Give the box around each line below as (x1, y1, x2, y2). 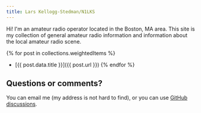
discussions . (6, 100, 37, 108)
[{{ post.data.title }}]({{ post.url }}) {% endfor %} (14, 61, 135, 68)
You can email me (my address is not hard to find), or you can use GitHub (6, 94, 188, 102)
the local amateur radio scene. (6, 38, 82, 45)
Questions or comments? (6, 78, 103, 88)
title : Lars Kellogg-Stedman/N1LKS (6, 8, 95, 15)
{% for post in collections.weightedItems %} (6, 49, 116, 57)
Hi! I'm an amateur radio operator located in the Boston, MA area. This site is (6, 25, 195, 32)
